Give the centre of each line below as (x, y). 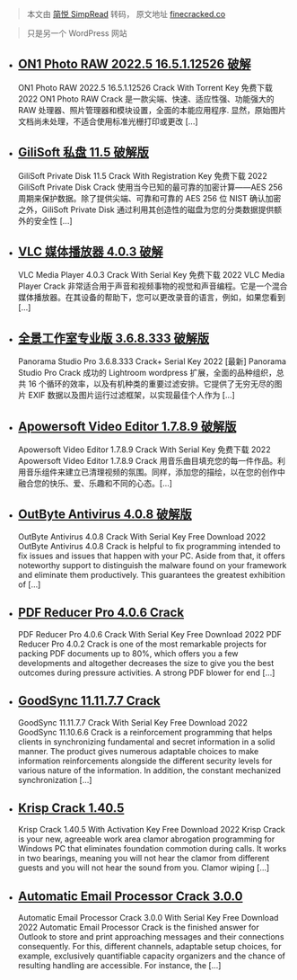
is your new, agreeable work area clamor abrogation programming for (146, 839)
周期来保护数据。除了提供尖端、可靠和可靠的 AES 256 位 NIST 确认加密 (149, 198)
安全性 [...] (53, 220)
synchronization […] (55, 780)
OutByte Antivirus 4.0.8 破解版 (105, 515)
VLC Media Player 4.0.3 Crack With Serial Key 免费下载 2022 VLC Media (151, 275)
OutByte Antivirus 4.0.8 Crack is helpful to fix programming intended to (149, 546)
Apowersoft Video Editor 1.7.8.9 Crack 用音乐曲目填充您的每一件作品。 (148, 461)
